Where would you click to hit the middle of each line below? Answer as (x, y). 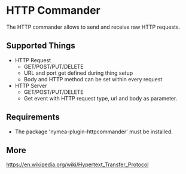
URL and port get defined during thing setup (78, 73)
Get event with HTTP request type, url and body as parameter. (100, 98)
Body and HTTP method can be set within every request (93, 79)
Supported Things (41, 46)
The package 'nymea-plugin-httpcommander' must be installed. (94, 132)
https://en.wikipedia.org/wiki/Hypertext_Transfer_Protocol (77, 164)
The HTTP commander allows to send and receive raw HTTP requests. (93, 27)
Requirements (33, 117)
